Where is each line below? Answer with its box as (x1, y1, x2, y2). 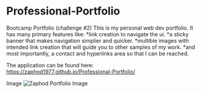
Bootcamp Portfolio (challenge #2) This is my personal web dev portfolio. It (6, 24, 194, 31)
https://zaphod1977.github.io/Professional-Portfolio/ (6, 68, 136, 75)
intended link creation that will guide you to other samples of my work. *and (6, 43, 196, 51)
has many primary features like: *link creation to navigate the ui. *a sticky (6, 30, 189, 37)
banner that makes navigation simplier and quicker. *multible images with (6, 37, 189, 44)
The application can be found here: (6, 62, 94, 69)
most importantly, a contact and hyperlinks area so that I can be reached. (6, 50, 189, 57)
